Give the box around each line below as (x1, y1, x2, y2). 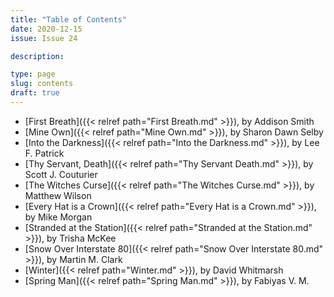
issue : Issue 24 (10, 33, 78, 43)
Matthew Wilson (24, 189, 92, 201)
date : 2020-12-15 (10, 24, 83, 34)
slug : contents (10, 79, 74, 89)
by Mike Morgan (24, 211, 93, 223)
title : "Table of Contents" (10, 14, 128, 25)
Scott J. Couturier (24, 168, 98, 180)
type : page (10, 69, 56, 80)
